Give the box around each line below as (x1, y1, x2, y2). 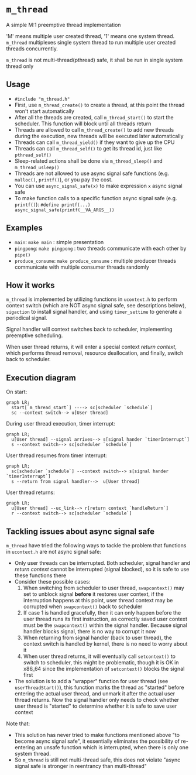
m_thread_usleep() (14, 164, 60, 170)
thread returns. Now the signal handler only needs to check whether (14, 697, 180, 703)
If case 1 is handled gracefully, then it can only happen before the (23, 609, 181, 616)
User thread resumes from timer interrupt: (6, 452, 107, 459)
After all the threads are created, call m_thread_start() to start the (14, 114, 174, 121)
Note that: (6, 720, 30, 727)
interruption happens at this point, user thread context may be (23, 597, 173, 603)
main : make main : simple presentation (14, 238, 104, 245)
